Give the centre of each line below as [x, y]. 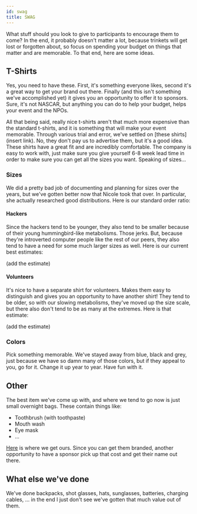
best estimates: [25, 252]
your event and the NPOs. [37, 110]
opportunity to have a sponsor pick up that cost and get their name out [92, 454]
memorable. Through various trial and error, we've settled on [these [88, 135]
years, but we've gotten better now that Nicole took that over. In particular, [96, 194]
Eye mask [26, 430]
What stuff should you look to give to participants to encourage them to [93, 34]
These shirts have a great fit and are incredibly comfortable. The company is [99, 147]
